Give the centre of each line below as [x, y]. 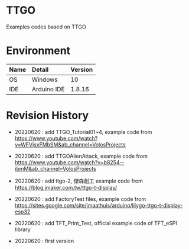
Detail [40, 69]
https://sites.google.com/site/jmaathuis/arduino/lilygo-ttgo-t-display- [99, 205]
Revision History [48, 116]
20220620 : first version [44, 241]
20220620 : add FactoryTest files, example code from [80, 199]
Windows [45, 79]
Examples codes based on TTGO [46, 27]
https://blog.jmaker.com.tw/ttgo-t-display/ [66, 187]
